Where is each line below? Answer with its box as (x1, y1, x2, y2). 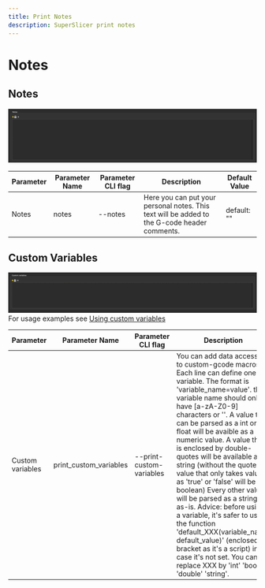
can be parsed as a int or (176, 418, 257, 427)
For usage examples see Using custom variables (8, 314, 166, 323)
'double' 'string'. (176, 568, 230, 579)
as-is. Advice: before (176, 501, 246, 512)
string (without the (176, 460, 237, 469)
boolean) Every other (176, 485, 245, 494)
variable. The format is (176, 376, 250, 385)
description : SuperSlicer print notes (8, 20, 136, 29)
